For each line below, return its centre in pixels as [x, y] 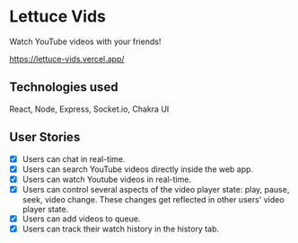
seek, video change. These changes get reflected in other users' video [153, 199]
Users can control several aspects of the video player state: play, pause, [156, 189]
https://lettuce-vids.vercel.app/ [67, 58]
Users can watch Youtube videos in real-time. [106, 179]
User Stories [45, 137]
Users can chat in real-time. [74, 158]
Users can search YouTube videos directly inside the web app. [138, 169]
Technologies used [64, 87]
